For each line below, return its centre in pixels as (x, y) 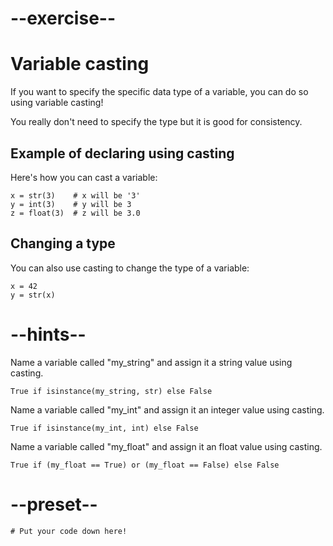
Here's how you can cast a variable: (84, 177)
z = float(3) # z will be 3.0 (75, 213)
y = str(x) (33, 295)
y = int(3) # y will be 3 (71, 204)
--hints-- (48, 334)
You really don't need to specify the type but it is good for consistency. (156, 122)
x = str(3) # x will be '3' (75, 195)
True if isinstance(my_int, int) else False (104, 428)
